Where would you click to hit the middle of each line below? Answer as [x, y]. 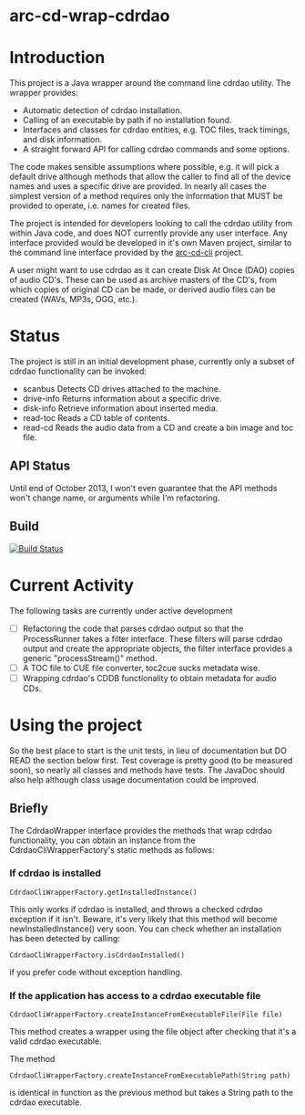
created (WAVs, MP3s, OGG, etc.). [74, 300]
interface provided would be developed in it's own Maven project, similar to [151, 243]
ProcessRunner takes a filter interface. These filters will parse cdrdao [152, 638]
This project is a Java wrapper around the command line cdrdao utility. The [150, 83]
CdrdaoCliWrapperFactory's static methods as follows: [112, 849]
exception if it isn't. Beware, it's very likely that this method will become [143, 919]
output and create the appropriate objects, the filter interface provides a [158, 648]
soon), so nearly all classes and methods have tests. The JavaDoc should [147, 770]
